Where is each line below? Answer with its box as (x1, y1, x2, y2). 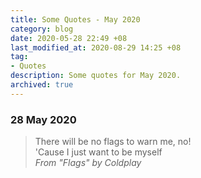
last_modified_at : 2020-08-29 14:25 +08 (10, 42, 182, 53)
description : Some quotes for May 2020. (10, 71, 182, 81)
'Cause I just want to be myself (34, 146, 163, 158)
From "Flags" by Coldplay (34, 157, 142, 169)
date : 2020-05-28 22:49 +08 (10, 33, 128, 43)
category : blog (10, 24, 74, 34)
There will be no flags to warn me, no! (34, 136, 192, 148)
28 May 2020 (10, 112, 77, 126)
